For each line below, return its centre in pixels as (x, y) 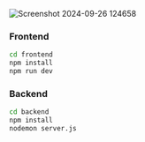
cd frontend (31, 55)
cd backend (29, 112)
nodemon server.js (43, 128)
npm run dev (31, 71)
